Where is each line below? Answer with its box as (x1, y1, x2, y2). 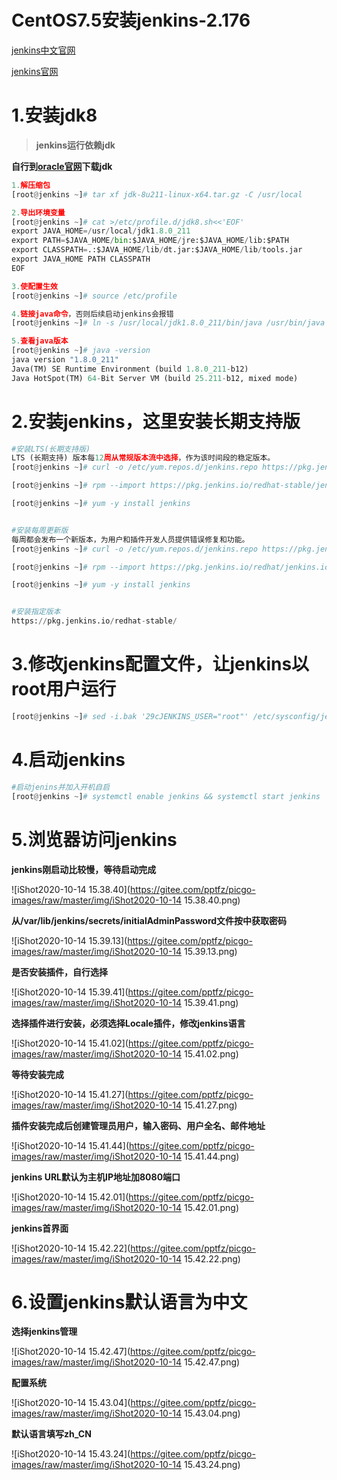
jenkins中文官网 (11, 44, 76, 56)
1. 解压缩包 (11, 180, 51, 190)
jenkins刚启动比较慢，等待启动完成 (11, 863, 157, 875)
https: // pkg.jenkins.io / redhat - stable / (11, 616, 178, 626)
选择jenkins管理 (11, 1326, 78, 1338)
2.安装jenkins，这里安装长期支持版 (11, 410, 301, 433)
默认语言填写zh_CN (11, 1428, 92, 1440)
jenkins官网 (11, 65, 59, 77)
